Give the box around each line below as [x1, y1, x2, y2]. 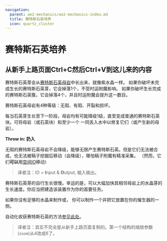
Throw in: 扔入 [5, 136, 35, 142]
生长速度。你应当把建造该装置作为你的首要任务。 [5, 186, 106, 192]
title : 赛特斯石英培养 [9, 16, 51, 21]
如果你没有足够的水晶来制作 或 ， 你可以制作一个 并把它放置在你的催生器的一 [5, 197, 160, 203]
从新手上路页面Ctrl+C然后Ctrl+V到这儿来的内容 [5, 65, 152, 74]
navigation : [5, 7, 30, 12]
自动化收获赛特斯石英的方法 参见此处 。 [5, 214, 84, 220]
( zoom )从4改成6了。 [17, 231, 57, 237]
